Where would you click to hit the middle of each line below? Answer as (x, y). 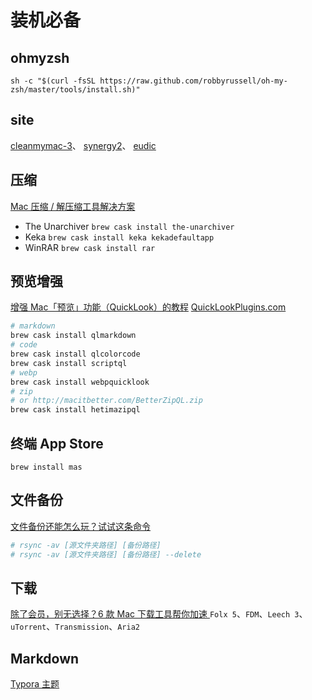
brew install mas (46, 467)
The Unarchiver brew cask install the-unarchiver (129, 226)
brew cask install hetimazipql (75, 410)
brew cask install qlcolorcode (75, 354)
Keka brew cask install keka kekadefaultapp (119, 237)
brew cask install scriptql (69, 363)
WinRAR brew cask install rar (90, 247)
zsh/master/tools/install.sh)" (75, 90)
